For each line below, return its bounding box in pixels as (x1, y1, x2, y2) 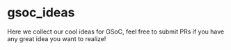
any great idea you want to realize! (7, 34, 106, 42)
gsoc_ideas (7, 5, 75, 21)
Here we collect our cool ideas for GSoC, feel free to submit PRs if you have (7, 27, 225, 36)
